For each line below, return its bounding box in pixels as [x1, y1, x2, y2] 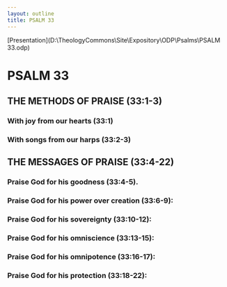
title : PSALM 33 [7, 17, 54, 24]
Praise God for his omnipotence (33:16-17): [7, 251, 155, 261]
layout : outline [7, 10, 54, 17]
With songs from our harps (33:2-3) [7, 134, 131, 144]
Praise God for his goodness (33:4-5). [7, 177, 139, 187]
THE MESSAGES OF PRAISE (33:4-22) [7, 156, 174, 168]
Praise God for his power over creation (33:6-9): [7, 196, 174, 205]
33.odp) [7, 43, 30, 52]
